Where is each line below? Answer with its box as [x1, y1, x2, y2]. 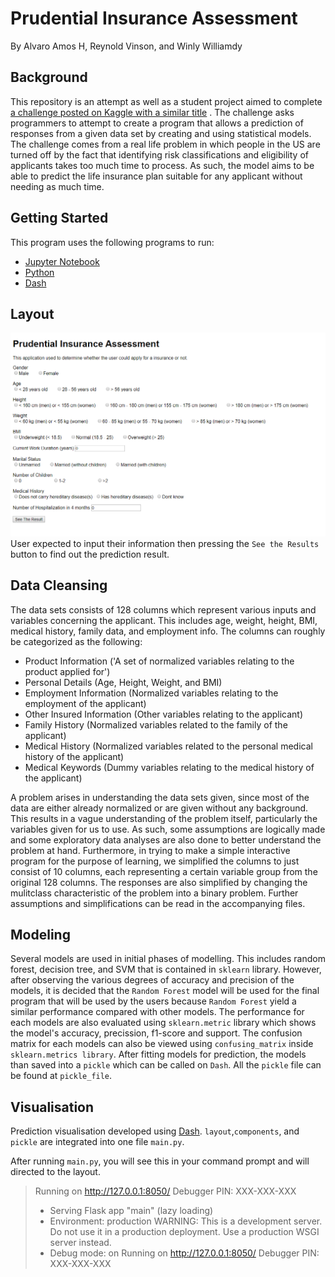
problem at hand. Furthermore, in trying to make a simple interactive [10, 844, 291, 856]
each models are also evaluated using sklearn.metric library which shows [10, 1017, 317, 1029]
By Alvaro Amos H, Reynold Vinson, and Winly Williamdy [10, 40, 243, 52]
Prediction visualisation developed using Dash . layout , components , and [10, 1125, 300, 1137]
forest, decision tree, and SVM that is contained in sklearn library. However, [10, 963, 322, 976]
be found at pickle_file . [10, 1070, 113, 1082]
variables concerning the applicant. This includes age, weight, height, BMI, [10, 614, 318, 626]
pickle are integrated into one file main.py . [10, 1136, 185, 1148]
